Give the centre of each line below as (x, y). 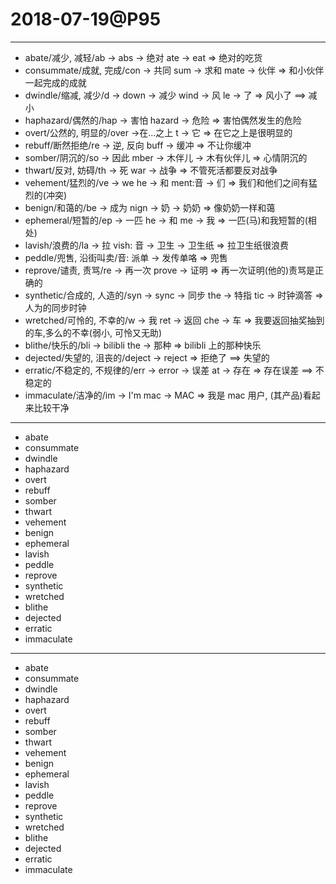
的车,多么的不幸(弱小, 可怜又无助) (93, 332)
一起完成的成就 (55, 82)
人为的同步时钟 (55, 307)
